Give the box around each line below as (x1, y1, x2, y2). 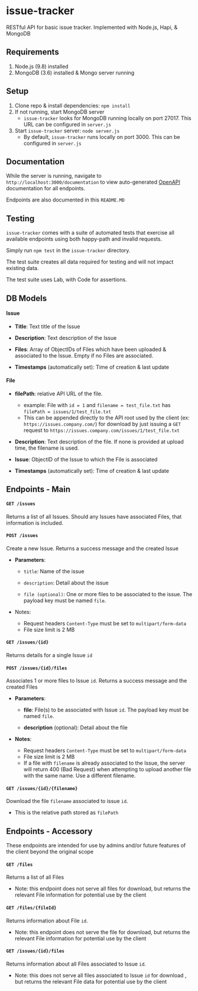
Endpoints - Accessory (6, 826, 93, 836)
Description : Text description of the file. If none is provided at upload (14, 438, 184, 445)
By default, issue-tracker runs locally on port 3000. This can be (23, 133, 180, 140)
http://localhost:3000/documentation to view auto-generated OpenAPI (6, 178, 180, 186)
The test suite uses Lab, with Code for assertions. (6, 276, 127, 283)
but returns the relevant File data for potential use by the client (14, 978, 167, 985)
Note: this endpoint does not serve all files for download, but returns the (14, 885, 191, 892)
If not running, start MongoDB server (14, 108, 105, 115)
